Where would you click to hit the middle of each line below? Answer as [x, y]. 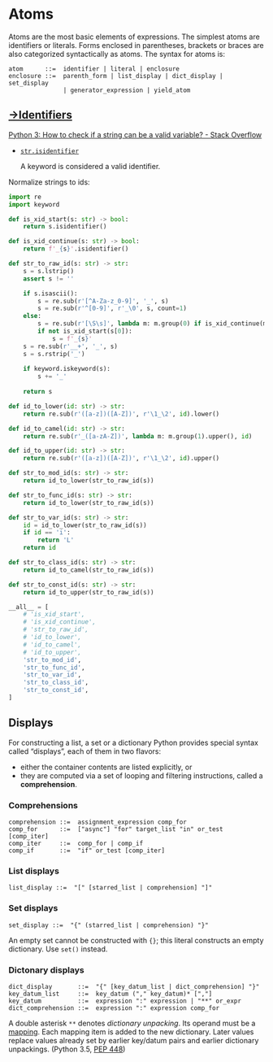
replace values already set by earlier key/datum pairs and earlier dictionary [134, 1040]
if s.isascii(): [51, 294]
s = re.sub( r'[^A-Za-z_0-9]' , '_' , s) [103, 301]
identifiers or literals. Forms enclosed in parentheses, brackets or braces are [136, 45]
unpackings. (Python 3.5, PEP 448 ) [67, 1049]
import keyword [34, 204]
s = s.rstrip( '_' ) [54, 354]
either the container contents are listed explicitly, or [106, 767]
